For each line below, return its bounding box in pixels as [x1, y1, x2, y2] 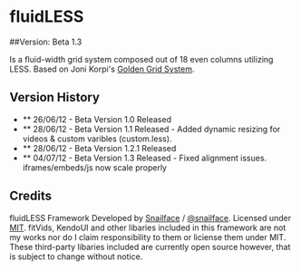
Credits [9, 189, 53, 204]
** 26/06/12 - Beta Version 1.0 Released [22, 113, 172, 124]
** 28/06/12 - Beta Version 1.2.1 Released [22, 142, 177, 153]
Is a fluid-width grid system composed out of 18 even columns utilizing [9, 53, 274, 64]
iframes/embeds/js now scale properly [22, 161, 168, 173]
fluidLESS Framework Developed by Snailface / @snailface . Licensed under [9, 212, 292, 223]
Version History [9, 90, 100, 105]
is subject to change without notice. [9, 251, 143, 262]
